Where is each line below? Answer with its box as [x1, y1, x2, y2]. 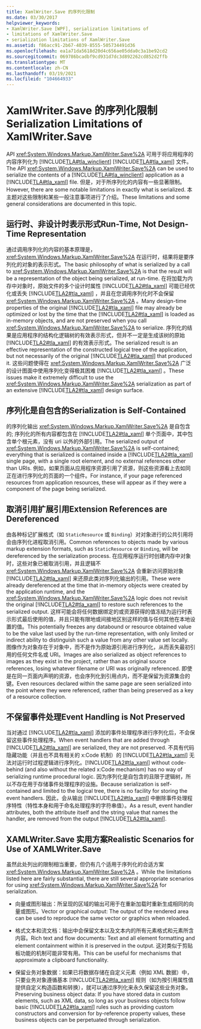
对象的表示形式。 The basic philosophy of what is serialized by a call [22, 260, 190, 268]
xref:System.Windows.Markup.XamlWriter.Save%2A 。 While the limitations [6, 868, 192, 875]
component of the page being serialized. [6, 485, 107, 492]
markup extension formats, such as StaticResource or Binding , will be [6, 545, 178, 552]
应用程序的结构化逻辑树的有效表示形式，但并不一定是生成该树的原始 [16, 331, 185, 339]
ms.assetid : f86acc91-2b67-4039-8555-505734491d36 [6, 43, 136, 49]
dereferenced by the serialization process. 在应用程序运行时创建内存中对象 [6, 552, 191, 559]
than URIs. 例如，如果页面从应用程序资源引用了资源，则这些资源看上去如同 [6, 464, 191, 472]
